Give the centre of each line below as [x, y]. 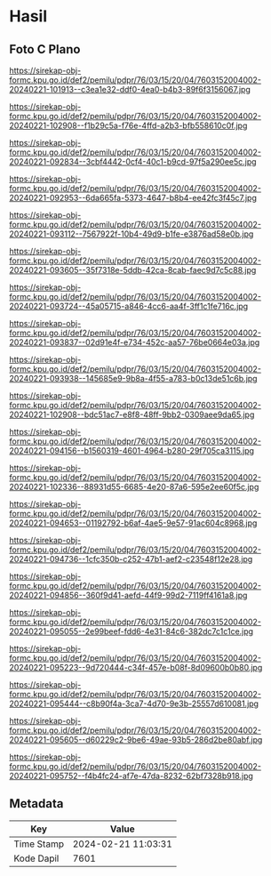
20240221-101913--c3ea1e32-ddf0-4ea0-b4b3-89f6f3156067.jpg [130, 89]
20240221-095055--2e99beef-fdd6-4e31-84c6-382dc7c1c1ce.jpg [132, 631]
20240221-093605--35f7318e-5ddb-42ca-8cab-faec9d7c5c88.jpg [133, 270]
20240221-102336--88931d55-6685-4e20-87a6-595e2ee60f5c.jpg [134, 487]
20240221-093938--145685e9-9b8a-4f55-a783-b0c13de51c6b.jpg [133, 378]
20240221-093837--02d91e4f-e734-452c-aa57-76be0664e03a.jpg [135, 342]
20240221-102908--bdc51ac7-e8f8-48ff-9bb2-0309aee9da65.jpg [132, 414]
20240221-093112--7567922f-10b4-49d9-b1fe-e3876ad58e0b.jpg [132, 234]
